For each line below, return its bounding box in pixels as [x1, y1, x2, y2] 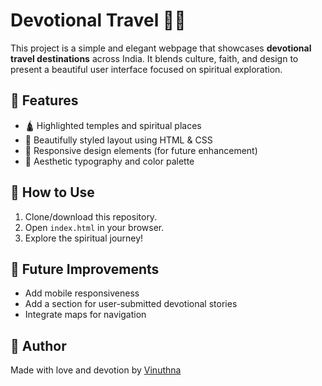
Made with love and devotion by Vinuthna [10, 364, 182, 376]
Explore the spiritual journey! [24, 232, 144, 244]
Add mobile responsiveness [24, 287, 140, 299]
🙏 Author [10, 337, 67, 354]
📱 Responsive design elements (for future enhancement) [24, 144, 258, 156]
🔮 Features [10, 92, 79, 109]
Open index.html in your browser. [24, 221, 165, 233]
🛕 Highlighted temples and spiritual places [24, 119, 202, 131]
